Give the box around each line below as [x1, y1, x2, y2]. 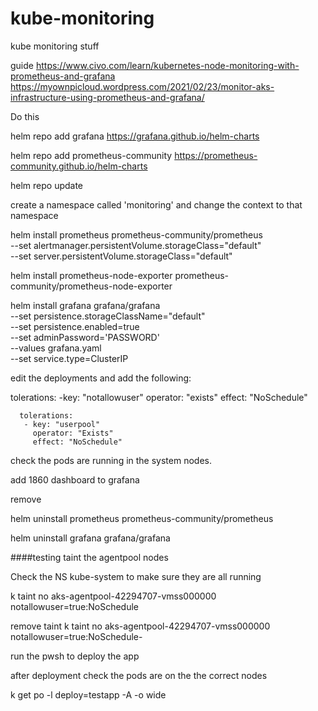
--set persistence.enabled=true [10, 320, 140, 332]
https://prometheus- [174, 149, 258, 161]
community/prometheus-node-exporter [10, 280, 173, 292]
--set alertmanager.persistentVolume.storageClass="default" [10, 239, 262, 251]
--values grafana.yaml [10, 342, 102, 354]
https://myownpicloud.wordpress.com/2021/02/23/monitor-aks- [10, 80, 275, 92]
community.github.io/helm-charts [10, 160, 148, 172]
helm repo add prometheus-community [10, 149, 173, 161]
